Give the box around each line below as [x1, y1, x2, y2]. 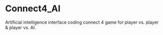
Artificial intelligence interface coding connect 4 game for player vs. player [5, 19, 159, 25]
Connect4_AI [5, 3, 61, 14]
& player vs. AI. [5, 24, 36, 30]
